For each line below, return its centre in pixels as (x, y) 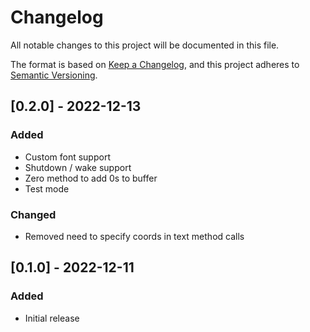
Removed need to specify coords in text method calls (134, 236)
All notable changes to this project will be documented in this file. (145, 45)
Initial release (52, 318)
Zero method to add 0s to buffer (91, 178)
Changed (33, 214)
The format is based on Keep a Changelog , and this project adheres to (155, 64)
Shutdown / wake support (78, 167)
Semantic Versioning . (54, 75)
